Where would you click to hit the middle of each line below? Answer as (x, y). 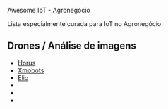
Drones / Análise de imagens (72, 46)
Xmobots (31, 70)
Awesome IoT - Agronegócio (49, 10)
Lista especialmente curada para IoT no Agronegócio (84, 24)
